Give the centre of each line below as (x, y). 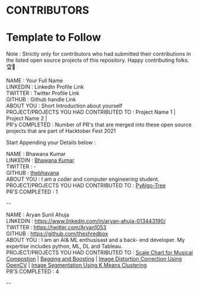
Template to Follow (54, 38)
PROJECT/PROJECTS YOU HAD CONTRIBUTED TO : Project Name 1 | (91, 112)
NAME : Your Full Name (35, 81)
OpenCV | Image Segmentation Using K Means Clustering (76, 265)
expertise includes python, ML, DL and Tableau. (64, 246)
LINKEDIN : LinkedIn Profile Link (45, 87)
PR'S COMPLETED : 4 (33, 272)
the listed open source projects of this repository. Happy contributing (90, 60)
